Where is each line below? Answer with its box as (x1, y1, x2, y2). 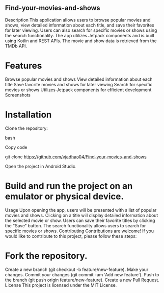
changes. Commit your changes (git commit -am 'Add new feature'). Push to (5, 271, 160, 277)
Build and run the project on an (5, 180, 133, 192)
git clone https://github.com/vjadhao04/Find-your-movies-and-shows (5, 154, 147, 160)
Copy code (5, 144, 27, 150)
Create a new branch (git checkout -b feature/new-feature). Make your (5, 267, 149, 272)
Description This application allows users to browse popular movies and (5, 17, 151, 23)
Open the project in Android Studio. (5, 163, 77, 169)
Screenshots (5, 92, 31, 98)
